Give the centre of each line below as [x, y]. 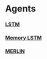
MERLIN [15, 51]
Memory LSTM [23, 38]
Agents [20, 9]
